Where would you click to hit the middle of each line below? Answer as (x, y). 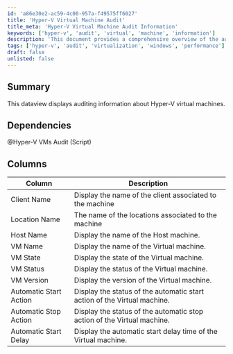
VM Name (27, 246)
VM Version (29, 280)
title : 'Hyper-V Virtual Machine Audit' (67, 20)
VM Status (28, 269)
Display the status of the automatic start (139, 292)
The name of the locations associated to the (145, 215)
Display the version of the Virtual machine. (143, 280)
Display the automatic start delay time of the (146, 332)
